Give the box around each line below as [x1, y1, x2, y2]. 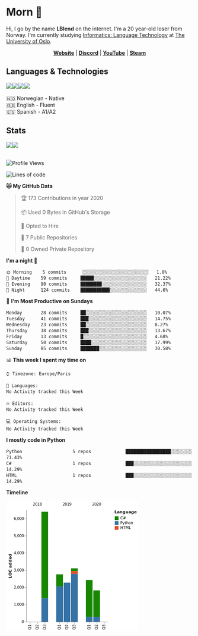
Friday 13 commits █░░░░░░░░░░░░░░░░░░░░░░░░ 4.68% [6, 333, 168, 339]
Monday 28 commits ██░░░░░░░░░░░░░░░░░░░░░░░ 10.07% [6, 310, 171, 316]
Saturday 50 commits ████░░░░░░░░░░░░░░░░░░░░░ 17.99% [6, 339, 171, 345]
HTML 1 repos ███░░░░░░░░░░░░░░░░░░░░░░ [6, 472, 193, 478]
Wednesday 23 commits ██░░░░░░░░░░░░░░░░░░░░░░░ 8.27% [6, 322, 168, 328]
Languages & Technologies [6, 67, 108, 77]
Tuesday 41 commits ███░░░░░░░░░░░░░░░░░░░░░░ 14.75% [6, 316, 171, 322]
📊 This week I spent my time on [6, 356, 87, 363]
